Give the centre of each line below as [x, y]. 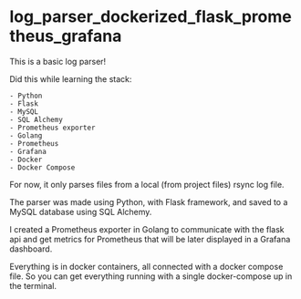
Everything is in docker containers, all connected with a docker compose [146, 266]
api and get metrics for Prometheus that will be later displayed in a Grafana [150, 239]
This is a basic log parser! [58, 61]
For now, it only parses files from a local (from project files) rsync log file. [147, 184]
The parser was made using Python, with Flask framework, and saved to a [149, 201]
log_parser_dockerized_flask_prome [150, 17]
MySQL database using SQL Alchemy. [81, 211]
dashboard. [31, 249]
